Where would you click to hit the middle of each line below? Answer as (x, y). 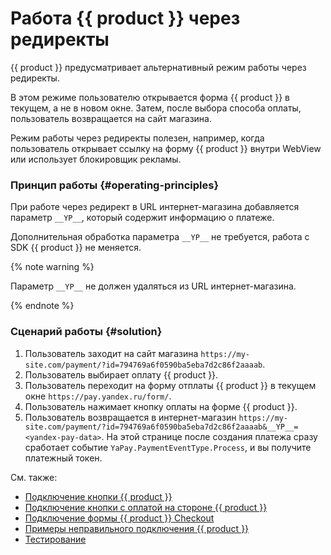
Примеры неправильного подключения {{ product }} (137, 528)
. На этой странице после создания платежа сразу (209, 436)
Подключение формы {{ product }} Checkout (119, 518)
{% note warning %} (52, 267)
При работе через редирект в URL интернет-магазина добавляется (155, 207)
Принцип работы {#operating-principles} (115, 185)
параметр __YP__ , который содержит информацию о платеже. (142, 218)
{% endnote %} (42, 306)
